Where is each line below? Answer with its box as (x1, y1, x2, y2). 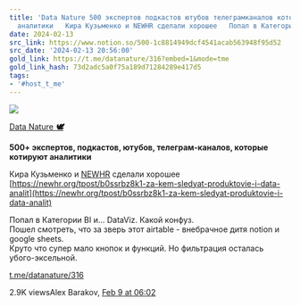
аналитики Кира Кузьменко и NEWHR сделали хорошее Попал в (17, 21, 257, 30)
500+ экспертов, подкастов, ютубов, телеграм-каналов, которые (9, 142, 269, 153)
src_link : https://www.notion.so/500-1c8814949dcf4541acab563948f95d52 (9, 37, 281, 47)
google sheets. (9, 233, 64, 244)
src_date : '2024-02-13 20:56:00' (9, 46, 134, 55)
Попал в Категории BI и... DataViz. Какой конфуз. (9, 214, 195, 225)
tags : (9, 71, 29, 80)
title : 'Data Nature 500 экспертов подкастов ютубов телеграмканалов (9, 12, 274, 22)
